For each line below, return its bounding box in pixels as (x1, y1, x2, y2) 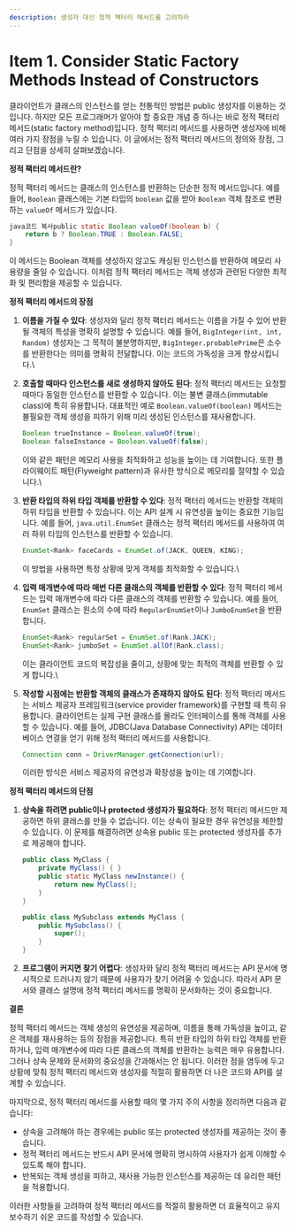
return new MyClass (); (54, 880, 138, 889)
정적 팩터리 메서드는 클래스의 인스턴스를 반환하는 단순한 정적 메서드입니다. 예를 (9, 182, 281, 193)
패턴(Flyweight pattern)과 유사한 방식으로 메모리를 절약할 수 (60, 465, 269, 476)
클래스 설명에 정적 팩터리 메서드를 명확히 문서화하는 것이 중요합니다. (38, 985, 272, 996)
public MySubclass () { (38, 921, 122, 930)
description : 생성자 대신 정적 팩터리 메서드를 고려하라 (9, 12, 190, 22)
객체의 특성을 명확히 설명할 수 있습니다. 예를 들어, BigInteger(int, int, (31, 327, 283, 337)
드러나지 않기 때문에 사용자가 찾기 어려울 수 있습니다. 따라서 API (52, 974, 272, 985)
